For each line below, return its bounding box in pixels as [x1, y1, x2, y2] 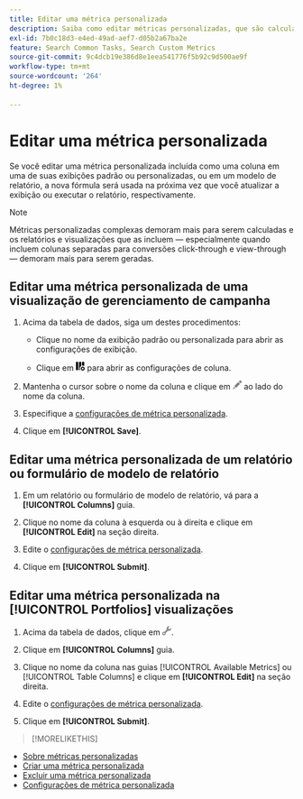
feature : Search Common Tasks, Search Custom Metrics [9, 43, 216, 52]
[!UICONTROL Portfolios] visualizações [9, 602, 234, 617]
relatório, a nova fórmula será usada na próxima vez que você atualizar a [9, 179, 280, 190]
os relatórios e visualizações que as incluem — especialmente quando [9, 234, 271, 244]
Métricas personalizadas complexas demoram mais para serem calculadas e [9, 224, 294, 234]
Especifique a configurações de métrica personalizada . [22, 409, 228, 419]
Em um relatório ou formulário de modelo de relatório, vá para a [22, 490, 259, 501]
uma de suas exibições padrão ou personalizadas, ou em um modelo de [9, 170, 277, 180]
